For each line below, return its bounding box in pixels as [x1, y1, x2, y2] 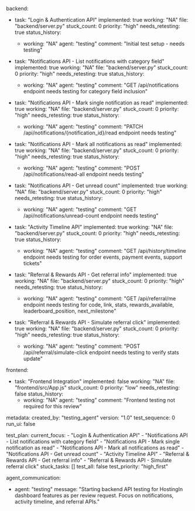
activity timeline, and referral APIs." [14, 498, 100, 505]
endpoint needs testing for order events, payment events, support [23, 253, 183, 260]
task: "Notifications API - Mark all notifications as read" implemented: [14, 141, 183, 147]
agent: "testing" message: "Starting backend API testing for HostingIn [14, 486, 183, 492]
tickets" [23, 260, 42, 266]
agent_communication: [6, 475, 61, 481]
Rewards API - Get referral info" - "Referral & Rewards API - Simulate [6, 457, 172, 463]
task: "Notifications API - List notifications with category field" [14, 58, 165, 65]
